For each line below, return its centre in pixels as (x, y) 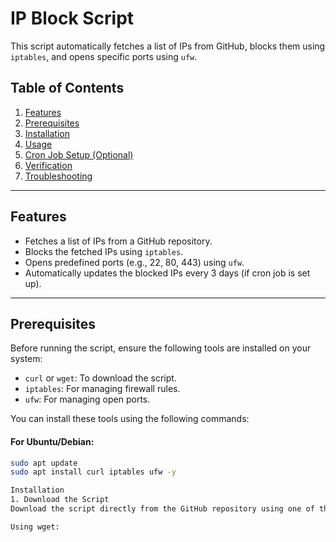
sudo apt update (44, 463)
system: (26, 359)
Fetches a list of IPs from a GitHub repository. (118, 241)
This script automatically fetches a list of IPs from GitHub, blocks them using (168, 46)
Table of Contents (67, 88)
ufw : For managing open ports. (87, 399)
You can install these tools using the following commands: (130, 419)
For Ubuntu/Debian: (52, 441)
